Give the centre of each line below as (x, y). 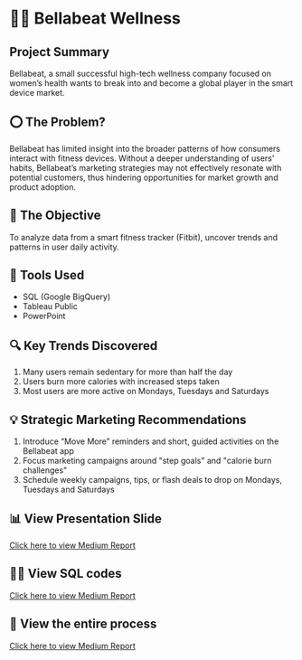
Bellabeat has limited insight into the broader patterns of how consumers (145, 148)
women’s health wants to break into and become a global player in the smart (151, 83)
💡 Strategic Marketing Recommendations (128, 420)
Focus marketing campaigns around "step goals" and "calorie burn (147, 461)
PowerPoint (44, 316)
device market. (37, 93)
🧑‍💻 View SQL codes (66, 574)
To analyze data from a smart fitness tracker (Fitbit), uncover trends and (144, 237)
